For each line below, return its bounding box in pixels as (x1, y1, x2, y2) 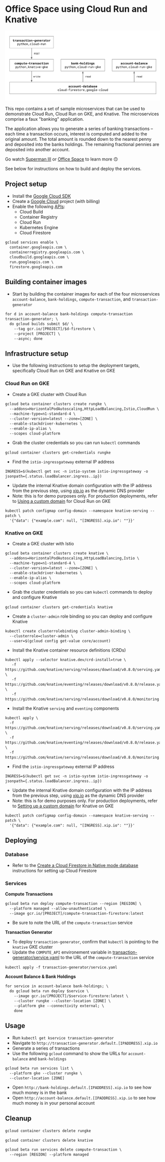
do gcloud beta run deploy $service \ (9, 989, 89, 994)
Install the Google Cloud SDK (12, 193, 71, 199)
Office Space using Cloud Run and (5, 3, 148, 15)
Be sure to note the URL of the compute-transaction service (12, 920, 133, 926)
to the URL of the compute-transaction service (60, 955, 154, 960)
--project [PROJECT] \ (14, 331, 60, 336)
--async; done (14, 336, 43, 341)
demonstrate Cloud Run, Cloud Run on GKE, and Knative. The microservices (5, 111, 160, 117)
